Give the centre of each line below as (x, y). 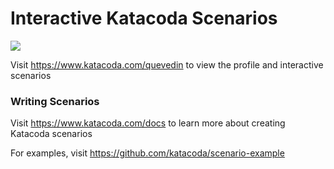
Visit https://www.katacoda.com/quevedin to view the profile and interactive (167, 64)
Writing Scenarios (55, 101)
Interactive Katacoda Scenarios (144, 18)
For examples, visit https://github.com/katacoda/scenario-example (147, 153)
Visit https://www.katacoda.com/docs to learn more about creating (148, 123)
